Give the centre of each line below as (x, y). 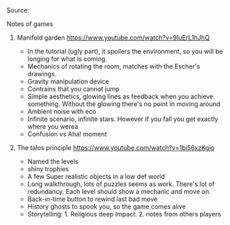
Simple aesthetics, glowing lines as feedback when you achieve (120, 96)
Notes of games (30, 24)
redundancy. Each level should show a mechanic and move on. (119, 191)
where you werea (53, 126)
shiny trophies (48, 169)
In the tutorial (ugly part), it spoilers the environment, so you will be (125, 51)
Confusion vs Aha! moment (67, 134)
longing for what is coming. (67, 59)
